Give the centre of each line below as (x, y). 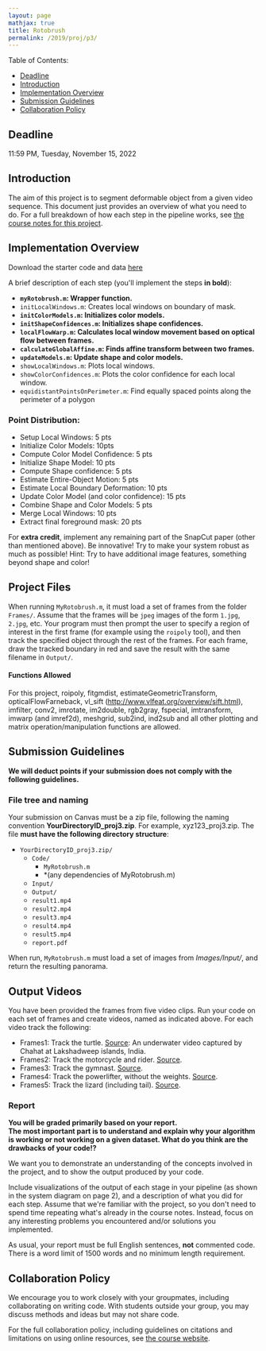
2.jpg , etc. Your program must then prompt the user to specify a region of (129, 623)
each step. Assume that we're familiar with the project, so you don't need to (132, 1204)
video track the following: (50, 1027)
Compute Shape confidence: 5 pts (76, 470)
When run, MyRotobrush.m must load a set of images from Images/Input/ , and (133, 958)
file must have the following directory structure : (89, 834)
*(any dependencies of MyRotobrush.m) (110, 875)
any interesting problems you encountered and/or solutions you (112, 1221)
